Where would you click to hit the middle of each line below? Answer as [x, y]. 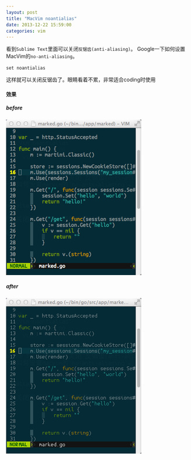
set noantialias [26, 68]
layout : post [22, 12]
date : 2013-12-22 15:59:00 [39, 25]
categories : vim [26, 31]
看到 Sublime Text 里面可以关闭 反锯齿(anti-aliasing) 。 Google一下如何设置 [96, 49]
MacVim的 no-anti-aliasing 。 [42, 56]
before [14, 108]
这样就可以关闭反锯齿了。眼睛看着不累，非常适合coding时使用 [81, 80]
